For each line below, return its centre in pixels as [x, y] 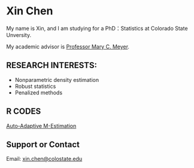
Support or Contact [43, 144]
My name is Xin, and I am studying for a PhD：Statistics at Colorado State [97, 28]
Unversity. [19, 35]
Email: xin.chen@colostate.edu [44, 159]
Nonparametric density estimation [57, 80]
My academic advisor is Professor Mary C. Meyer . [68, 47]
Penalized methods [39, 92]
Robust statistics [35, 86]
